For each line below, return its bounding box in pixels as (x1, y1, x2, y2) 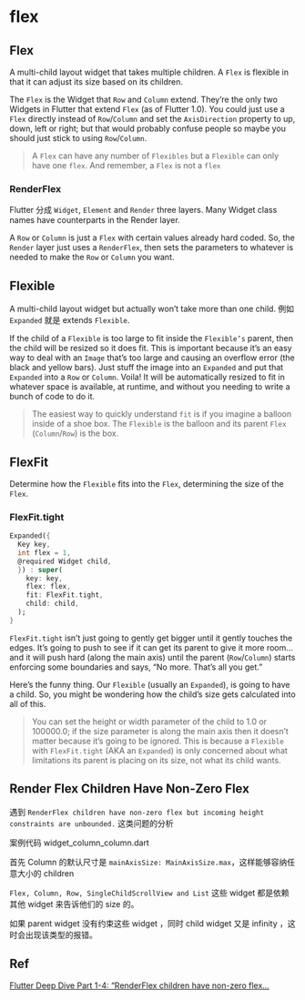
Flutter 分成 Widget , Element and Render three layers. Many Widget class (9, 205, 278, 216)
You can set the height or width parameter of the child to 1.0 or (31, 716, 267, 727)
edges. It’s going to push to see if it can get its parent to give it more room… (9, 641, 294, 652)
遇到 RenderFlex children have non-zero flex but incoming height (9, 806, 265, 817)
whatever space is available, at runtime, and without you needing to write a (9, 381, 290, 392)
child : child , (25, 599, 79, 609)
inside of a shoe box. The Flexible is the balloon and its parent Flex (31, 419, 287, 429)
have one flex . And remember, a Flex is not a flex (31, 160, 221, 170)
